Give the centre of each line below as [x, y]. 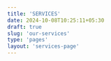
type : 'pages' [28, 40]
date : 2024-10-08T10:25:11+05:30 [56, 20]
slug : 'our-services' [39, 33]
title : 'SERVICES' [34, 14]
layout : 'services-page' [43, 46]
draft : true [24, 27]
